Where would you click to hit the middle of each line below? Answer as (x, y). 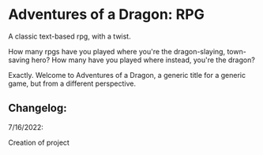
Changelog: (38, 108)
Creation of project (39, 142)
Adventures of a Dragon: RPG (107, 15)
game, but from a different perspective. (72, 83)
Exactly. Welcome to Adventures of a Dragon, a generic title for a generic (127, 75)
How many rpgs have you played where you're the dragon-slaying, (117, 51)
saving (19, 60)
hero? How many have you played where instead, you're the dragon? (143, 60)
